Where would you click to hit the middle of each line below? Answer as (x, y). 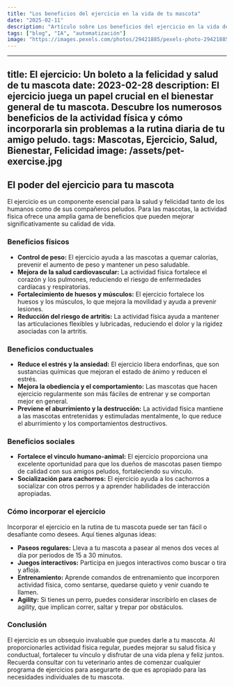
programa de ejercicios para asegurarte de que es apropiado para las (107, 670)
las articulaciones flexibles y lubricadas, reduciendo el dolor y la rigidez (120, 324)
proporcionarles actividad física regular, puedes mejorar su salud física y (112, 647)
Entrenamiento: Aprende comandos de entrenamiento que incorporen (118, 577)
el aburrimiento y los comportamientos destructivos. (92, 423)
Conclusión (27, 625)
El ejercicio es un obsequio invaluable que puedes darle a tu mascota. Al (111, 640)
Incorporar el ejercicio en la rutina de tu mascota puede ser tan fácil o (107, 527)
